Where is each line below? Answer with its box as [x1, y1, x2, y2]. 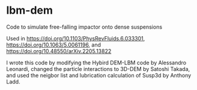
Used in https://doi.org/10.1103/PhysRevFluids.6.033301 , [6, 35, 145, 42]
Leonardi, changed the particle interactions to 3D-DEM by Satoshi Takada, [6, 65, 190, 72]
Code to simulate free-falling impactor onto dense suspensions [6, 23, 163, 30]
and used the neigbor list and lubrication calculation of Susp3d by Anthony [6, 72, 192, 79]
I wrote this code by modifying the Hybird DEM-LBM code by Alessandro [6, 59, 187, 66]
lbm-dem [6, 4, 53, 17]
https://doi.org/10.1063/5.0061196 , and [6, 41, 101, 48]
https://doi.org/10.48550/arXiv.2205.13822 [6, 47, 112, 54]
